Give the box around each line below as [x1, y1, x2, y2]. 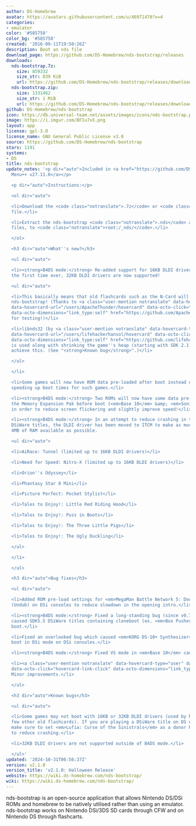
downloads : [6, 57, 33, 63]
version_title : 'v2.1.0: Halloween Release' [6, 768, 116, 773]
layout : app [6, 123, 35, 129]
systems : [6, 150, 27, 156]
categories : [6, 19, 35, 25]
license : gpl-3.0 [6, 128, 48, 135]
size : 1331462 [16, 90, 51, 96]
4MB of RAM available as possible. [11, 428, 98, 433]
